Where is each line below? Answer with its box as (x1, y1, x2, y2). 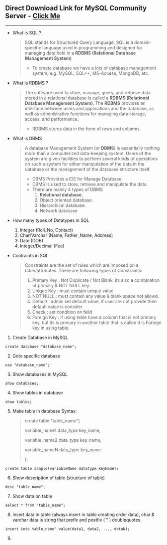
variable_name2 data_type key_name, (24, 437, 102, 443)
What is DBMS (12, 135, 42, 141)
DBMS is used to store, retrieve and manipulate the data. (32, 181, 148, 187)
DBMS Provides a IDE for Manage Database (32, 176, 122, 182)
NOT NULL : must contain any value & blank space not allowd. (32, 293, 159, 299)
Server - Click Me (5, 12, 61, 20)
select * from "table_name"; (5, 503, 66, 508)
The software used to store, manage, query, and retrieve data (24, 89, 151, 95)
